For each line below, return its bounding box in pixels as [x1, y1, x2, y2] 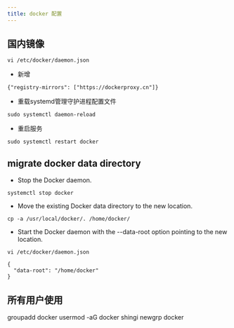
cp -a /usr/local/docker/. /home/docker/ [7, 215, 131, 223]
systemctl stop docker [7, 190, 74, 197]
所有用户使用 [7, 294, 63, 306]
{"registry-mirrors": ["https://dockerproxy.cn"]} [7, 84, 159, 91]
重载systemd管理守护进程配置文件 [17, 97, 117, 106]
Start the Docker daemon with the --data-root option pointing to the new [17, 228, 228, 236]
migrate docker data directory [7, 157, 141, 169]
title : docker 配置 [7, 10, 63, 18]
